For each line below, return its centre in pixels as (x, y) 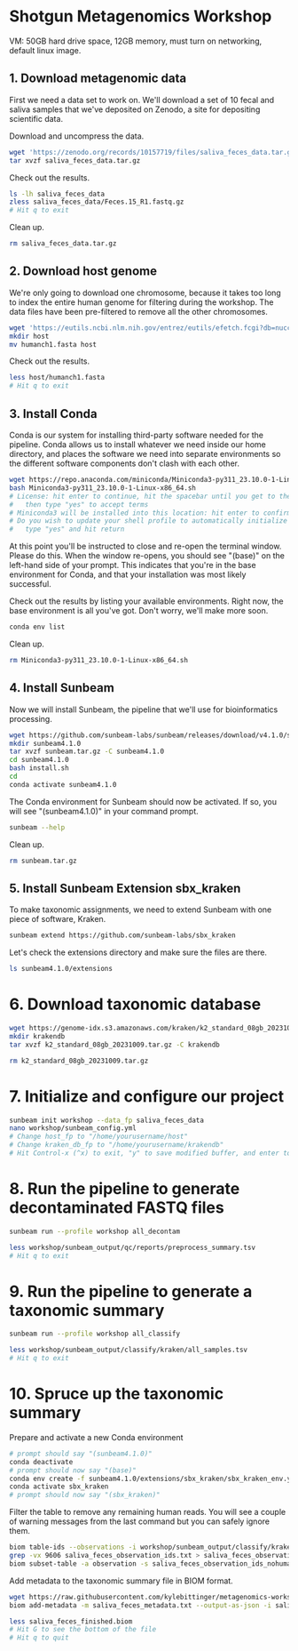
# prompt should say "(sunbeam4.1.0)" (81, 1454)
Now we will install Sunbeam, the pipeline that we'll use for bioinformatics (144, 709)
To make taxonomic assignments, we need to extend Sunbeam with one (141, 910)
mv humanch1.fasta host (53, 344)
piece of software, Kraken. (58, 919)
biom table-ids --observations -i (73, 1547)
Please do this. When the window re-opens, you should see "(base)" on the (147, 556)
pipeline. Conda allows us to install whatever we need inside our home (137, 445)
